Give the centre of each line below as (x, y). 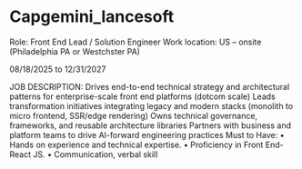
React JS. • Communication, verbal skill (84, 154)
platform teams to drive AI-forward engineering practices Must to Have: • (147, 134)
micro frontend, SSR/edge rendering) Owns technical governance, (133, 115)
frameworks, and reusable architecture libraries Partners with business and (151, 125)
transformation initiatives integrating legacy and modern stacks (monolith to (151, 105)
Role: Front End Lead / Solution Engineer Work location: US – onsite (136, 42)
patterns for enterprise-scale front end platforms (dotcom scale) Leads (142, 96)
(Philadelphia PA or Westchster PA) (75, 51)
